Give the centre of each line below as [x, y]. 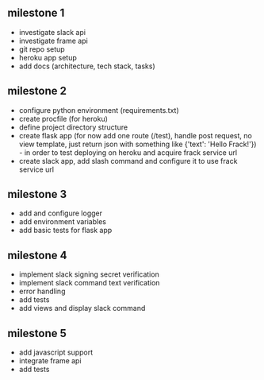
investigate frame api [53, 41]
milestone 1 [36, 13]
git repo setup [42, 49]
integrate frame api [50, 361]
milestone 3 [37, 194]
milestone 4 [37, 255]
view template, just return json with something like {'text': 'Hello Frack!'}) [138, 144]
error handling [42, 291]
